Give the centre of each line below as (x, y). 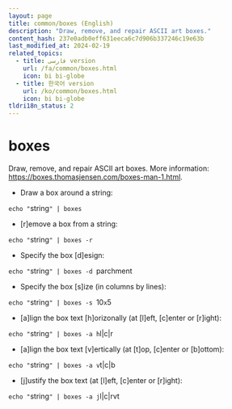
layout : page (30, 16)
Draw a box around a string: (66, 193)
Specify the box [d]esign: (62, 255)
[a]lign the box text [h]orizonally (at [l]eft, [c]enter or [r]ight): (121, 318)
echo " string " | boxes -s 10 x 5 (60, 302)
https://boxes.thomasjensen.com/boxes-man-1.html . (96, 177)
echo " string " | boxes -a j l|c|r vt (64, 396)
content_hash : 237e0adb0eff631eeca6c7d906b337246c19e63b (106, 38)
